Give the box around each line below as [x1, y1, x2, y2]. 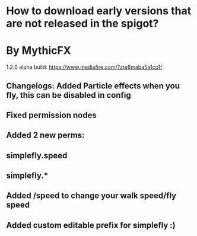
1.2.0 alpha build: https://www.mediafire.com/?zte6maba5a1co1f [6, 63, 163, 71]
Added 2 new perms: [6, 130, 85, 141]
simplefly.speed [6, 150, 68, 161]
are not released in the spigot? [6, 17, 159, 30]
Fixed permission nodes [6, 110, 97, 120]
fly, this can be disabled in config [6, 90, 132, 100]
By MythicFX [6, 44, 71, 58]
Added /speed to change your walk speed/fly [6, 191, 177, 201]
